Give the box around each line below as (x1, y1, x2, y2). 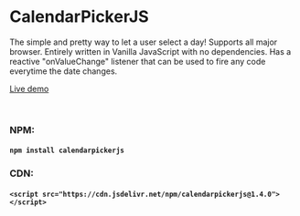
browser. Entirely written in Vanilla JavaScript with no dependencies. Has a (9, 46, 292, 57)
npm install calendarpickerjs (9, 146, 125, 156)
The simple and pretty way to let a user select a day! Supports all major (9, 36, 278, 47)
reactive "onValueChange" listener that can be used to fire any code (9, 56, 266, 67)
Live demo (9, 83, 49, 94)
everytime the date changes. (9, 66, 118, 77)
